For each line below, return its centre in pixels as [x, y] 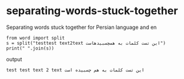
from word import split [36, 38]
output [14, 59]
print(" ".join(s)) [30, 48]
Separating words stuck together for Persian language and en [82, 27]
